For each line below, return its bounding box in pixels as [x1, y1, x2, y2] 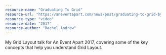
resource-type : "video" [5, 16, 54, 21]
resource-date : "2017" [5, 21, 52, 26]
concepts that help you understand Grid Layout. [5, 45, 103, 51]
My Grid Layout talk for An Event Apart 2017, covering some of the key [5, 39, 148, 45]
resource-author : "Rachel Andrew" [5, 26, 77, 31]
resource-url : [5, 12, 35, 17]
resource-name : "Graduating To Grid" [5, 7, 83, 12]
